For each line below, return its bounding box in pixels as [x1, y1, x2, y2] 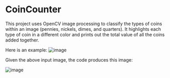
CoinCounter [5, 4, 62, 15]
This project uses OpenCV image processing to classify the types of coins [5, 21, 163, 27]
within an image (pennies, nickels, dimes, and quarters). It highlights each [5, 26, 161, 32]
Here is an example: [5, 47, 48, 53]
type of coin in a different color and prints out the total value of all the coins [5, 31, 165, 37]
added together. [5, 37, 40, 43]
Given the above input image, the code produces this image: [5, 56, 133, 63]
